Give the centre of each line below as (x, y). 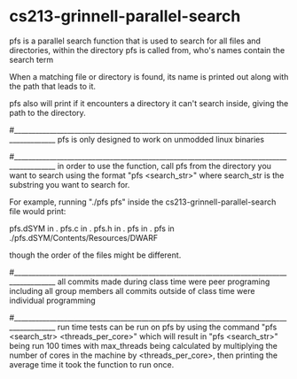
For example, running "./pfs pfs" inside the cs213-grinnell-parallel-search (143, 202)
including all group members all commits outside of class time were (132, 290)
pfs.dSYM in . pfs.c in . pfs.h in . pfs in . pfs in (92, 228)
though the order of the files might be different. (95, 255)
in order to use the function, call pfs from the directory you (164, 166)
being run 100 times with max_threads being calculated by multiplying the (143, 345)
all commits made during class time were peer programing (164, 282)
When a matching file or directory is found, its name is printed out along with (149, 76)
